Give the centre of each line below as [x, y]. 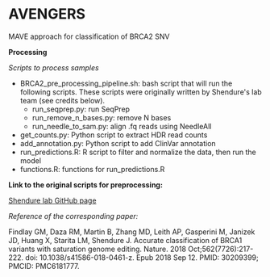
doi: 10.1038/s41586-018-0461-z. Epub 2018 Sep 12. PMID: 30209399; [142, 257]
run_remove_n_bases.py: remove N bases [102, 117]
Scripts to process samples [54, 67]
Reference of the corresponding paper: [73, 216]
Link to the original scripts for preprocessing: [86, 185]
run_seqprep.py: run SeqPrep [81, 109]
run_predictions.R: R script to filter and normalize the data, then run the [138, 152]
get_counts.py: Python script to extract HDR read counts [114, 135]
